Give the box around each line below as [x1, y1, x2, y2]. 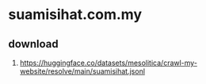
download [8, 37, 59, 51]
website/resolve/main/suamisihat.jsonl [19, 67, 145, 76]
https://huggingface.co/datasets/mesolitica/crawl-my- [19, 58, 198, 67]
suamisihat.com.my [8, 6, 143, 24]
